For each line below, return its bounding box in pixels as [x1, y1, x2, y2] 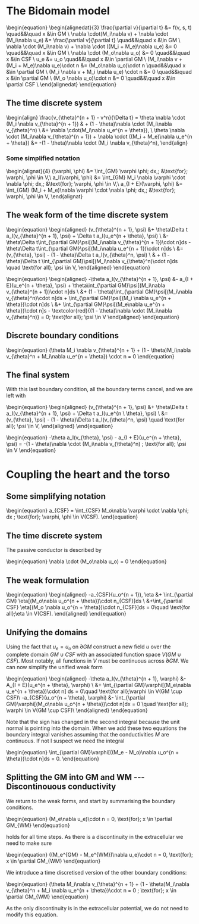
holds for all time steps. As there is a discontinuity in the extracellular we [6, 833, 184, 840]
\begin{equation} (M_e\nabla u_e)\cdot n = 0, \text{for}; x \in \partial [6, 815, 172, 822]
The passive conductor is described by [6, 547, 102, 554]
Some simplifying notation [6, 491, 106, 501]
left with [6, 392, 26, 399]
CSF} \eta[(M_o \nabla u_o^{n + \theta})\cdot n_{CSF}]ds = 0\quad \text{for [6, 604, 191, 611]
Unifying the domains [6, 627, 88, 638]
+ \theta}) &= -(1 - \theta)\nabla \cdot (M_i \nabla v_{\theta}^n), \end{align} [6, 139, 188, 146]
